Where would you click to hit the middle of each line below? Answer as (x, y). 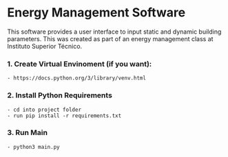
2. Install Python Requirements (60, 95)
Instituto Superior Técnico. (45, 46)
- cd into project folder (44, 110)
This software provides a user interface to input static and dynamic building (114, 32)
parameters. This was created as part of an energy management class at (110, 38)
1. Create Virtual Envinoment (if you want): (80, 64)
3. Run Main (28, 133)
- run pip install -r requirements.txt (64, 116)
